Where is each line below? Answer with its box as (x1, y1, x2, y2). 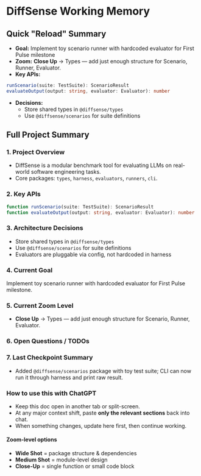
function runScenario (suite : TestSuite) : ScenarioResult (6, 204, 154, 210)
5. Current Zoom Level (6, 302, 74, 310)
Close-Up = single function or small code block (15, 463, 135, 470)
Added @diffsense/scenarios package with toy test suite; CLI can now (15, 367, 192, 374)
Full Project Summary (6, 130, 90, 140)
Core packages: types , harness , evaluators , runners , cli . (15, 175, 158, 182)
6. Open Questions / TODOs (6, 337, 90, 346)
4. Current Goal (6, 266, 53, 274)
